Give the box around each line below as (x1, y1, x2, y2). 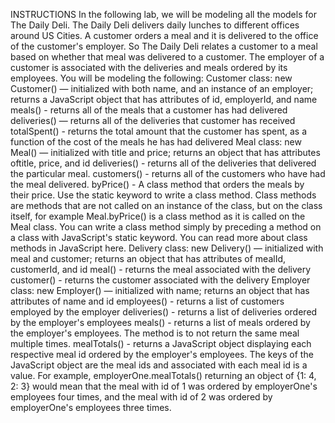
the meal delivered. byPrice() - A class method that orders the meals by (10, 179, 305, 190)
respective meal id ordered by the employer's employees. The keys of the (10, 349, 314, 360)
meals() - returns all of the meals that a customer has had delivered (10, 104, 288, 116)
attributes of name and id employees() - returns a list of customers (10, 295, 285, 307)
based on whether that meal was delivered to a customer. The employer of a (10, 51, 325, 63)
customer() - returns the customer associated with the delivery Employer (10, 274, 311, 286)
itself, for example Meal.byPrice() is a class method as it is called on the (10, 210, 306, 222)
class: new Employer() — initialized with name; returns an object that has (10, 285, 310, 296)
